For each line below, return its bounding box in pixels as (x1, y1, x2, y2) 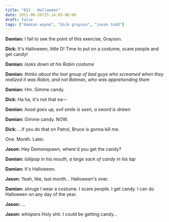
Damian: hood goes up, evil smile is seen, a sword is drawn (5, 106, 131, 113)
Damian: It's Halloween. (5, 166, 56, 172)
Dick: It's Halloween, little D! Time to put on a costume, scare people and (5, 46, 159, 52)
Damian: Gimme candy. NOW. (5, 116, 68, 123)
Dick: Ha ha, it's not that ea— (5, 96, 67, 103)
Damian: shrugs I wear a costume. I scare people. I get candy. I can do (5, 186, 154, 192)
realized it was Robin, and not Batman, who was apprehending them (5, 76, 150, 83)
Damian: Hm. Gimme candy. (5, 87, 65, 93)
